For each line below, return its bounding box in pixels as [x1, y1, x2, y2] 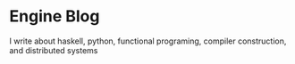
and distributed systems [9, 44, 98, 55]
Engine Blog [9, 6, 100, 27]
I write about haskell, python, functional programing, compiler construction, [9, 36, 287, 46]
